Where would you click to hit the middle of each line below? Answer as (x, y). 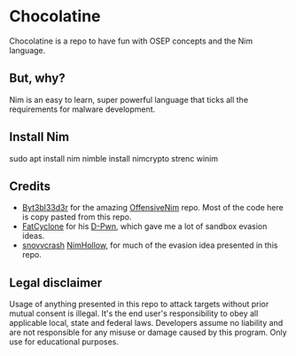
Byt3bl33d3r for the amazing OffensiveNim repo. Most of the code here (152, 208)
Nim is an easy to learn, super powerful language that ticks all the (129, 99)
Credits (30, 186)
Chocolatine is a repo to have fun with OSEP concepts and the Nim (131, 41)
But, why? (37, 79)
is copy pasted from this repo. (77, 217)
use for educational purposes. (64, 342)
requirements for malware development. (82, 109)
